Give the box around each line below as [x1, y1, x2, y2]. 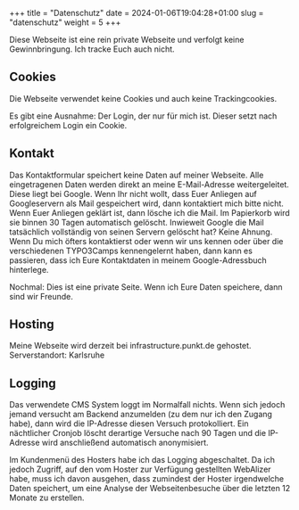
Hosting [9, 317, 55, 333]
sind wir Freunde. [9, 291, 73, 301]
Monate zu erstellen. [9, 492, 85, 503]
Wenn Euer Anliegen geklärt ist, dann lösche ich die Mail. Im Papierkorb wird [9, 207, 290, 218]
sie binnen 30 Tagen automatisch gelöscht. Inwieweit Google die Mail [9, 217, 265, 227]
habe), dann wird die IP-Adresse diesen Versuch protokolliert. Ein [9, 418, 249, 429]
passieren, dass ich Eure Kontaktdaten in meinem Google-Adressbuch [9, 254, 268, 266]
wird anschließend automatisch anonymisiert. [41, 437, 209, 448]
